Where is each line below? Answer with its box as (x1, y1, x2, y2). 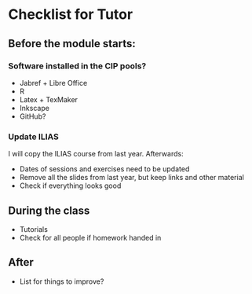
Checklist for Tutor (8, 6, 133, 24)
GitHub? (19, 112, 46, 121)
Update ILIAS (8, 131, 59, 142)
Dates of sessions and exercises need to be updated (19, 164, 190, 174)
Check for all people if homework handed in (19, 233, 162, 242)
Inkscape (19, 103, 49, 112)
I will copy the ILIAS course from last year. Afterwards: (8, 149, 184, 159)
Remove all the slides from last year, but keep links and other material (19, 173, 245, 182)
